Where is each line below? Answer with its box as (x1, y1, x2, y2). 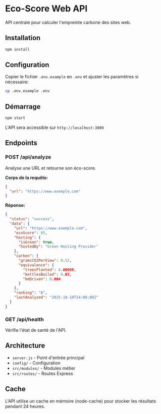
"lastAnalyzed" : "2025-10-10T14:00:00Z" (14, 295, 99, 300)
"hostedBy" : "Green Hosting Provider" (18, 244, 99, 249)
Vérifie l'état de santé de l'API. (5, 327, 67, 333)
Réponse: (5, 202, 26, 208)
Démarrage (5, 102, 41, 111)
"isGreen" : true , (18, 239, 54, 244)
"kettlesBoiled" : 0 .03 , (23, 272, 72, 277)
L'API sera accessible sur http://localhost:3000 (5, 124, 104, 130)
